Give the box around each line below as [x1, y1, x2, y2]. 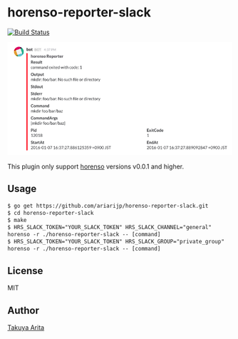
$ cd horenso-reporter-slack [7, 210, 94, 217]
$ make [7, 217, 27, 224]
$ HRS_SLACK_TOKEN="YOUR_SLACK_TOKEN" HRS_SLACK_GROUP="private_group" [7, 238, 224, 246]
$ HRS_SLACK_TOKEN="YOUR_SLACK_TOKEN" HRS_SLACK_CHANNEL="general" [7, 224, 212, 231]
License [7, 265, 43, 277]
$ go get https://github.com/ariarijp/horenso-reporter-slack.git [7, 203, 209, 210]
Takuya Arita [7, 323, 45, 332]
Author [7, 304, 39, 316]
